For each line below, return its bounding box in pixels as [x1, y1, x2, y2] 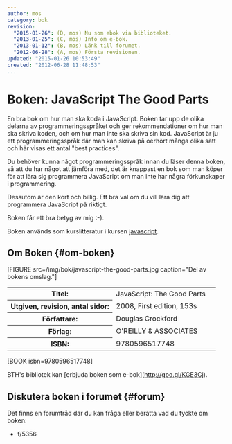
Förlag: [48, 327, 72, 337]
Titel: [51, 289, 69, 299]
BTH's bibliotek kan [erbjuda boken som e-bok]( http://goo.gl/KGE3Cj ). [7, 371, 208, 379]
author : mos [7, 10, 42, 17]
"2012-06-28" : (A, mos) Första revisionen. [13, 49, 141, 56]
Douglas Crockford [116, 314, 178, 323]
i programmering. [7, 179, 57, 188]
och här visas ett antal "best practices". [7, 143, 120, 152]
